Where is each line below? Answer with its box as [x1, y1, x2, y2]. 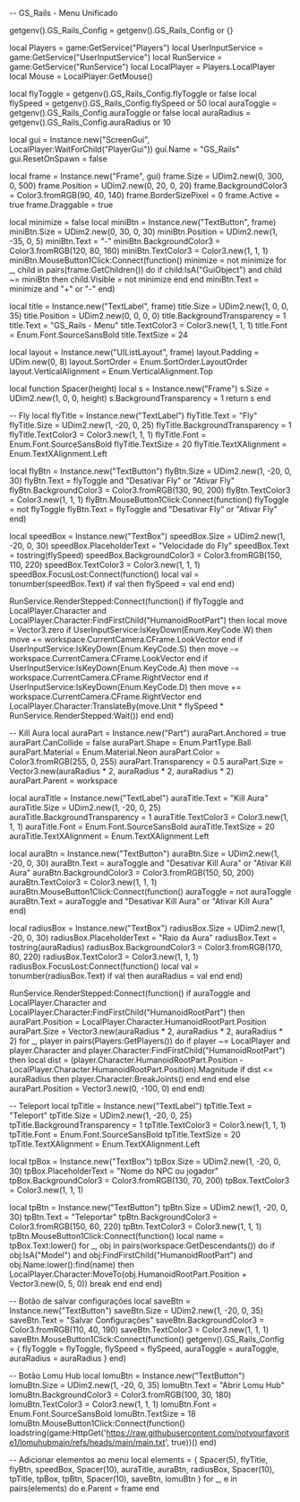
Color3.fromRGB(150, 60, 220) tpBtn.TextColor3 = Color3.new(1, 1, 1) [9, 1221, 262, 1232]
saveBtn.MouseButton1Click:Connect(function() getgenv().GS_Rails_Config [9, 1334, 285, 1344]
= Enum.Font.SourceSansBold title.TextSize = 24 [9, 329, 188, 340]
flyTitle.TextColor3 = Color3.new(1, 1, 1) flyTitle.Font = [9, 430, 207, 440]
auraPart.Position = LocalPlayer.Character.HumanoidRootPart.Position [9, 1017, 267, 1026]
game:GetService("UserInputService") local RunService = [9, 52, 223, 62]
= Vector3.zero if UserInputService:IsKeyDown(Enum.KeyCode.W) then [9, 624, 273, 635]
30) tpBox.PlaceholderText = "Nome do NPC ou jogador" [9, 1166, 219, 1176]
